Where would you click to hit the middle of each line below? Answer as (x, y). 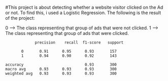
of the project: (20, 18)
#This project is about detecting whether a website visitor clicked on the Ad (84, 7)
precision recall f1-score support (79, 43)
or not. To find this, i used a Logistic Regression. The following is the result (83, 13)
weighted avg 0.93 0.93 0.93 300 (61, 73)
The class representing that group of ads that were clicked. (67, 33)
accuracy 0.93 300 (61, 65)
